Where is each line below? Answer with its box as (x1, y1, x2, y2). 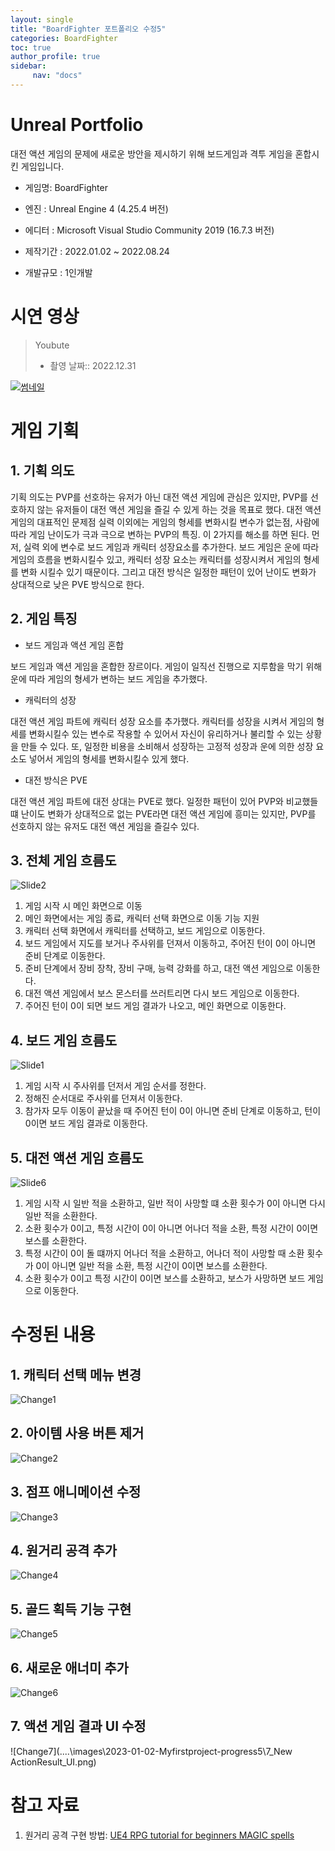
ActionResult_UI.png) (10, 1756, 97, 1768)
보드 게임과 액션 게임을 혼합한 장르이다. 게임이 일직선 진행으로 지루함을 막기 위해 (10, 660, 323, 672)
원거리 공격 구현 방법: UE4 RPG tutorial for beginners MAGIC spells (24, 1829, 295, 1841)
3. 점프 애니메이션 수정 (10, 1484, 142, 1501)
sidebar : (10, 61, 47, 71)
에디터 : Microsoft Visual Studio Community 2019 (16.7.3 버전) (24, 224, 275, 236)
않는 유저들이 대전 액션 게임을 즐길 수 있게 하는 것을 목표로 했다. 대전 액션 (36, 503, 322, 515)
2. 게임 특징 (10, 611, 78, 628)
